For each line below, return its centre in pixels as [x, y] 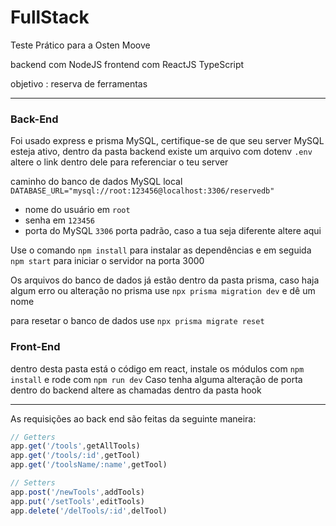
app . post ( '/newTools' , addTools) [77, 492]
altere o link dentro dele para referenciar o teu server [119, 162]
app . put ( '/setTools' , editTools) [77, 501]
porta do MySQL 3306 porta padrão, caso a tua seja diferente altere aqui [173, 231]
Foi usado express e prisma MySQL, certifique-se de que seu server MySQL [167, 141]
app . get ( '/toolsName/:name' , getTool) [89, 465]
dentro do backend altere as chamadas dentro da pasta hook [136, 390]
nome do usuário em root [77, 210]
